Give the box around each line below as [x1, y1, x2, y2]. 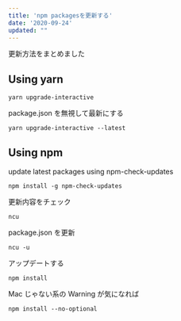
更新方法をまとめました [8, 49, 85, 59]
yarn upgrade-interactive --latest [8, 124, 126, 132]
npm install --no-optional [8, 305, 98, 313]
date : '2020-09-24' [8, 19, 73, 27]
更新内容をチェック [8, 197, 71, 206]
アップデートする [8, 258, 64, 268]
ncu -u [8, 243, 30, 251]
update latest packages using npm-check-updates [8, 167, 174, 176]
